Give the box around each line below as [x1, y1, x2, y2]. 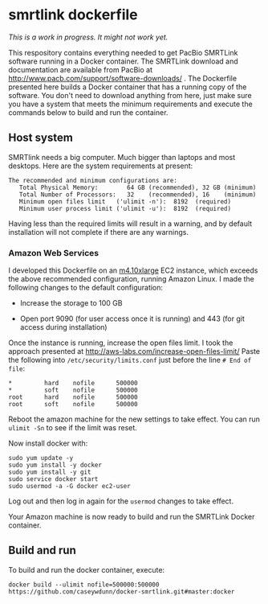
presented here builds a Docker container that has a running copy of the [8, 82, 247, 92]
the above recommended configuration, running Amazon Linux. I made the [8, 274, 255, 284]
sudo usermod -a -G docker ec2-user [8, 483, 131, 491]
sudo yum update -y [8, 454, 74, 462]
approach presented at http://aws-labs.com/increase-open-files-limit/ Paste [8, 347, 261, 356]
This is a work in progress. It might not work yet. [8, 32, 169, 42]
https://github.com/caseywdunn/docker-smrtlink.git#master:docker [8, 587, 235, 596]
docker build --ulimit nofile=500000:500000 [8, 581, 160, 589]
